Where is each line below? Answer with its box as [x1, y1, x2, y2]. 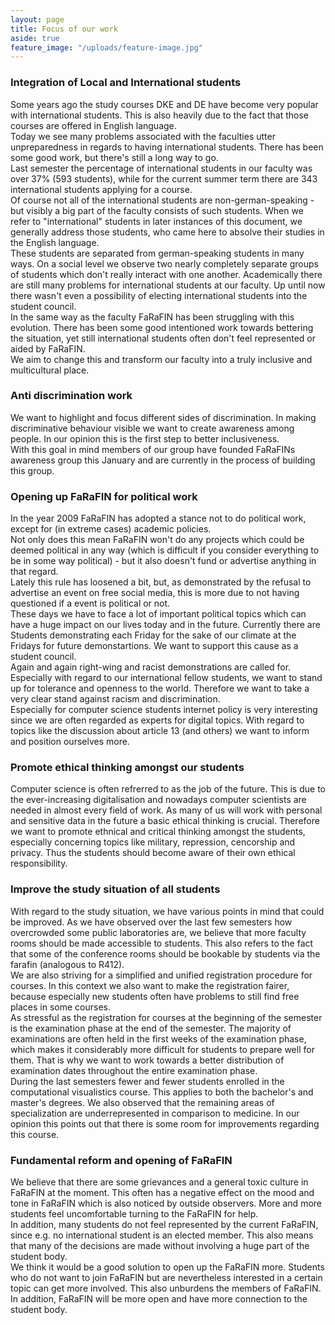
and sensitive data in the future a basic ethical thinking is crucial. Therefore [10, 815, 320, 827]
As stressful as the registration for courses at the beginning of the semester [10, 1011, 323, 1023]
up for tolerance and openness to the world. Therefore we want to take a [10, 682, 310, 695]
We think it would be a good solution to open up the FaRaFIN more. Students [10, 1261, 325, 1273]
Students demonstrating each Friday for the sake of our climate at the [10, 629, 297, 641]
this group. [10, 464, 55, 476]
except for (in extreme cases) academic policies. [10, 523, 212, 535]
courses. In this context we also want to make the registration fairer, [10, 979, 290, 991]
